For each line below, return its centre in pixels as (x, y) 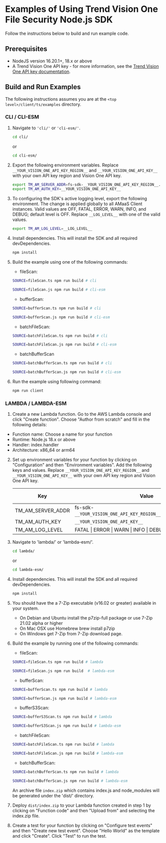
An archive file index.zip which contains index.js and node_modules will (86, 790)
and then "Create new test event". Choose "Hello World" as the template (86, 831)
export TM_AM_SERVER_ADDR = (40, 184)
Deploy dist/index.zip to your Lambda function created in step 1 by (82, 805)
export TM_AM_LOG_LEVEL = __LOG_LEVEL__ (52, 229)
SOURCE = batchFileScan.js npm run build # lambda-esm (68, 754)
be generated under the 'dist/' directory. (53, 795)
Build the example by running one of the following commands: (75, 643)
